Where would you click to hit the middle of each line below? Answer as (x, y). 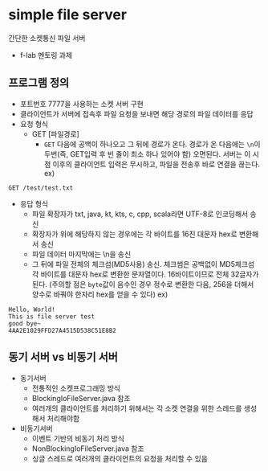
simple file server (67, 15)
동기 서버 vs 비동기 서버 (63, 357)
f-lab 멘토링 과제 (46, 55)
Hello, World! (32, 309)
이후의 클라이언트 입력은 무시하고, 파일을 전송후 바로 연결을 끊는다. (156, 164)
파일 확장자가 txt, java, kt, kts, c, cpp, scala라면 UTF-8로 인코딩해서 (140, 214)
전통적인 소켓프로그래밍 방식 (76, 388)
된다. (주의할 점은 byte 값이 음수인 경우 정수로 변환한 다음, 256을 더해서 (143, 284)
